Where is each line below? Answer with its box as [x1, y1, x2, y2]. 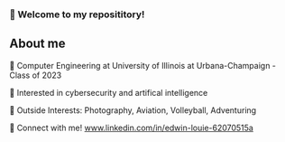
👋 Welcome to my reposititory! [9, 8, 145, 21]
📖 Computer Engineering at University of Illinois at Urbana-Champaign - [9, 60, 277, 71]
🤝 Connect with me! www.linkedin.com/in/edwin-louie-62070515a [9, 122, 254, 133]
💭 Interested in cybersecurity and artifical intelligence [9, 87, 208, 98]
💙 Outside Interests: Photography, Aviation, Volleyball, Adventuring [9, 104, 257, 116]
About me [9, 36, 66, 52]
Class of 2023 [9, 70, 62, 80]
